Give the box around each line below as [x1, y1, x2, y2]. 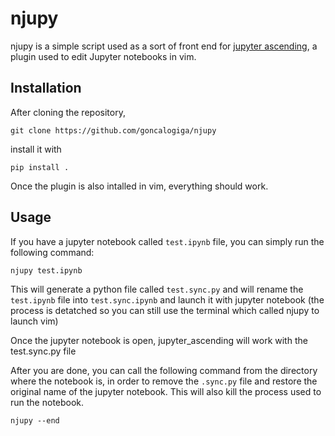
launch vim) [10, 315, 59, 327]
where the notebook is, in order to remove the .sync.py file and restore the [10, 375, 318, 387]
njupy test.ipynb [10, 265, 83, 276]
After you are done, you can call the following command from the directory [10, 364, 318, 376]
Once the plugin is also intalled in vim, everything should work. [10, 180, 269, 192]
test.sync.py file [10, 345, 77, 357]
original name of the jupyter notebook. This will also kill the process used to [10, 385, 322, 397]
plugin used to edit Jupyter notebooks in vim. [10, 50, 197, 62]
